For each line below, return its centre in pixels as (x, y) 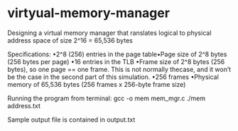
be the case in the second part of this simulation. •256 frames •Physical (113, 77)
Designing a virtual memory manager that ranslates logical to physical (109, 33)
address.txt (24, 105)
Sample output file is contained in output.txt (71, 120)
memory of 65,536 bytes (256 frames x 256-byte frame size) (97, 84)
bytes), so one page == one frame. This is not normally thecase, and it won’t (119, 69)
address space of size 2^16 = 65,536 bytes (70, 40)
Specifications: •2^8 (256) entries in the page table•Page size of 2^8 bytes (117, 54)
